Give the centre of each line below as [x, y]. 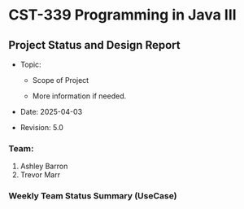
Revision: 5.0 [41, 127]
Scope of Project [61, 80]
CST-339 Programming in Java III [123, 15]
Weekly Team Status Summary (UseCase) [93, 196]
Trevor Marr [40, 175]
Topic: [31, 64]
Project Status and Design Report [94, 45]
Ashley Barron [44, 166]
